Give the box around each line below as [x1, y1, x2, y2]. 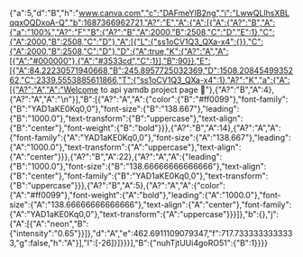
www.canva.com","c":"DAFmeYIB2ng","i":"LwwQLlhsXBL [78, 8, 290, 18]
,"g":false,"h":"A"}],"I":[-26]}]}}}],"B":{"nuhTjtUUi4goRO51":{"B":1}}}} [9, 238, 269, 248]
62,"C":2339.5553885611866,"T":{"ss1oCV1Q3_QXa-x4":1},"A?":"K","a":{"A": [9, 75, 290, 85]
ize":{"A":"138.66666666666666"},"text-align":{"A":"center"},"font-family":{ [9, 199, 292, 210]
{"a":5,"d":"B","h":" [9, 8, 79, 18]
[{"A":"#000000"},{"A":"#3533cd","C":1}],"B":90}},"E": [9, 56, 211, 66]
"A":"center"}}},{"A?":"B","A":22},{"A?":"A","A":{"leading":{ [9, 151, 223, 161]
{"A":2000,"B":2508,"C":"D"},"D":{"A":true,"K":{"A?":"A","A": [9, 46, 229, 57]
